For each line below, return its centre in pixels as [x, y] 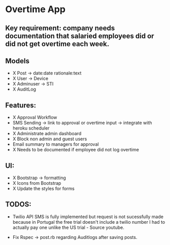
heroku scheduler [31, 128]
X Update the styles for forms [43, 189]
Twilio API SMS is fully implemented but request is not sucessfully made [88, 217]
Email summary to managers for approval [56, 144]
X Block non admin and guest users [50, 139]
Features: [21, 105]
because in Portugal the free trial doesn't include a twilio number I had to [89, 222]
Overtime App [36, 9]
